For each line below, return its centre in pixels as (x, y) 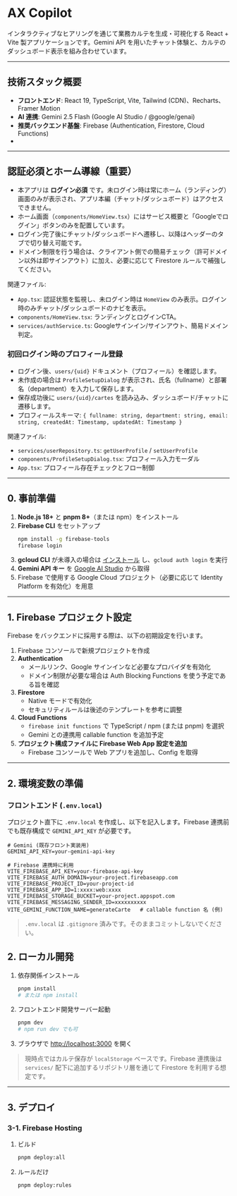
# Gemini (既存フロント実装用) (48, 845)
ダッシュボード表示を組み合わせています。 (69, 51)
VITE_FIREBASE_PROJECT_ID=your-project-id (71, 884)
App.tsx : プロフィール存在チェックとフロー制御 (86, 468)
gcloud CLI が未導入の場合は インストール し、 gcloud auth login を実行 (122, 560)
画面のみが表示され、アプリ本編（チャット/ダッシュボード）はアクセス (121, 198)
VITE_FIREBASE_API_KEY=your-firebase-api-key (75, 871)
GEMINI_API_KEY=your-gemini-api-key (61, 851)
